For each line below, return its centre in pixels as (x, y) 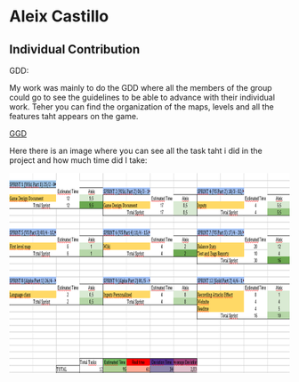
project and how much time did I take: (78, 160)
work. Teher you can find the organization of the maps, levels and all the (141, 107)
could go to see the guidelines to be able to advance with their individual (142, 97)
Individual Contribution (75, 49)
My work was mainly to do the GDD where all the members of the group (141, 88)
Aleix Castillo (59, 16)
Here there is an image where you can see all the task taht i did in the (136, 150)
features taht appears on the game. (74, 116)
